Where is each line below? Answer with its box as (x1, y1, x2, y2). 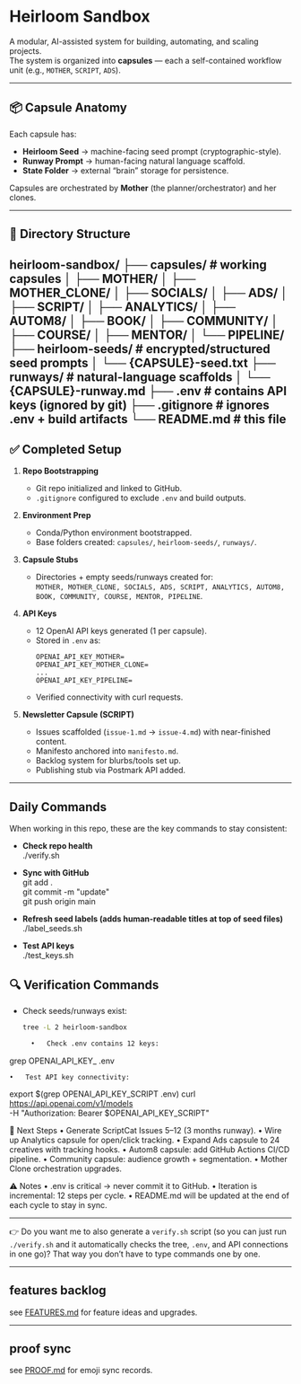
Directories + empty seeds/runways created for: (35, 572, 213, 583)
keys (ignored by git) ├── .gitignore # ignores (9, 397, 271, 412)
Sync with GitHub (21, 868, 90, 878)
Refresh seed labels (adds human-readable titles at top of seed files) (21, 913, 284, 924)
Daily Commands (9, 799, 107, 815)
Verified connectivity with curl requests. (35, 692, 184, 702)
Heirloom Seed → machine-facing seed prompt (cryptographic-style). (21, 145, 282, 156)
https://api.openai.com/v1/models (9, 1098, 133, 1108)
